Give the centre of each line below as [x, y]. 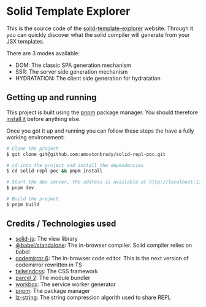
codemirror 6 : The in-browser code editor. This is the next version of [102, 258]
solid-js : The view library [46, 238]
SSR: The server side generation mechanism [71, 71]
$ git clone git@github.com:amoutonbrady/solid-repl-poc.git [86, 154]
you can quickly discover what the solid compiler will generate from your [98, 34]
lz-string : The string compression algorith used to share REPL [93, 297]
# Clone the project [33, 149]
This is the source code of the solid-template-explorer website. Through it [100, 28]
